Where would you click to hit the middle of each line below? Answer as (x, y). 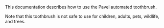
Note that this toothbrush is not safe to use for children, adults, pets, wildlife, (82, 16)
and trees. (15, 21)
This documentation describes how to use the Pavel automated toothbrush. (81, 7)
